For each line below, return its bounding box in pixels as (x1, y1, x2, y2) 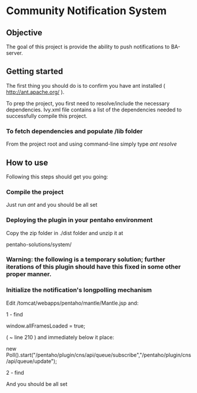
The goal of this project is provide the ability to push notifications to (6, 43, 170, 50)
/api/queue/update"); (6, 358, 57, 365)
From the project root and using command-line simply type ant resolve (6, 140, 178, 148)
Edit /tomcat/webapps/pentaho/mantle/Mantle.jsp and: (6, 299, 139, 306)
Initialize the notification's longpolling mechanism (6, 286, 152, 294)
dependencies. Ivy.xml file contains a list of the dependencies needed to (6, 106, 182, 113)
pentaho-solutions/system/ (6, 240, 72, 248)
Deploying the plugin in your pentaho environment (6, 216, 153, 224)
